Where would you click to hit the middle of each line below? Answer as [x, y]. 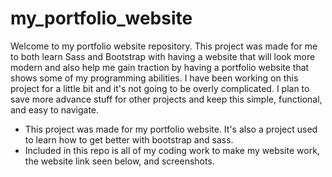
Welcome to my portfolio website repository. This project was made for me [164, 46]
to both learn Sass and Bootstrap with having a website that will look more [163, 56]
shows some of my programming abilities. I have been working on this [154, 78]
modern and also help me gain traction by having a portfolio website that [160, 67]
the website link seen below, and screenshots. [119, 161]
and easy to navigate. [55, 109]
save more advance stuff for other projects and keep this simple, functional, [166, 99]
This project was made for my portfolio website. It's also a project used [171, 129]
